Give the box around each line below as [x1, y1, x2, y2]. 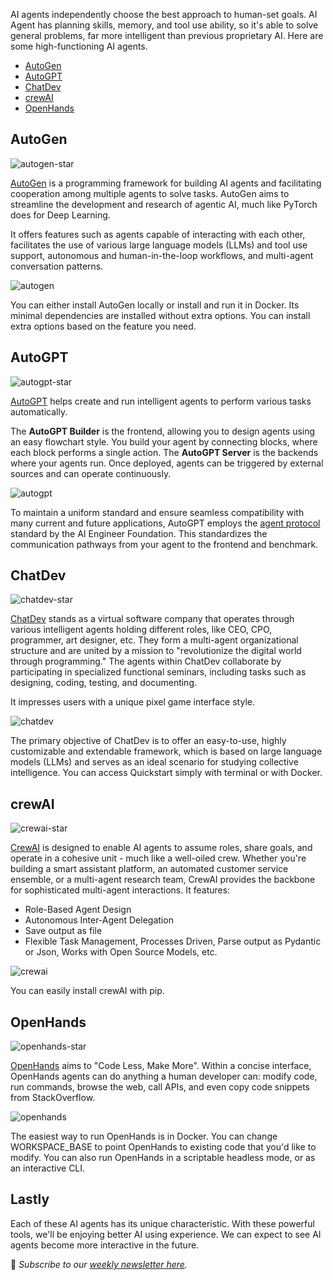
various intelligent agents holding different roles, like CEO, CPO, [10, 624, 273, 636]
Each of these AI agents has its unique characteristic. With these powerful [10, 1217, 315, 1229]
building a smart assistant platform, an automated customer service [10, 863, 289, 875]
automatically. [10, 405, 68, 418]
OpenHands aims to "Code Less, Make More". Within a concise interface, [10, 1060, 312, 1072]
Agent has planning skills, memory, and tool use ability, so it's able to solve [10, 19, 319, 31]
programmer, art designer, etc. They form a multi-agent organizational [10, 634, 299, 646]
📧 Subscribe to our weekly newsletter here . [10, 1258, 188, 1270]
